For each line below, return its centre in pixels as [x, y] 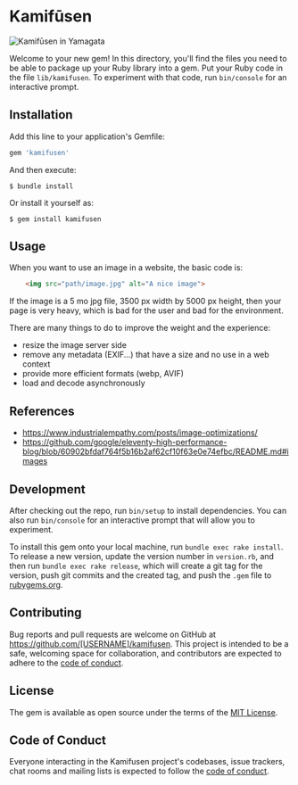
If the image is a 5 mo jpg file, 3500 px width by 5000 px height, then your [145, 302]
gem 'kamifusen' [39, 153]
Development [48, 489]
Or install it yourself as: [51, 202]
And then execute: [43, 169]
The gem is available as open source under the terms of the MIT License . [144, 712]
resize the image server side [74, 345]
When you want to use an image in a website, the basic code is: [126, 268]
